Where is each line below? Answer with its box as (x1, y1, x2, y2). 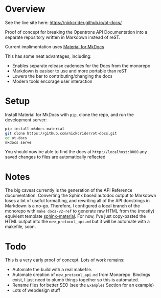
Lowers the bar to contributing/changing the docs (12, 73, 113, 79)
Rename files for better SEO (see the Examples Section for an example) (12, 282, 154, 288)
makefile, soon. (5, 224, 36, 229)
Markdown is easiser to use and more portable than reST (12, 68, 127, 74)
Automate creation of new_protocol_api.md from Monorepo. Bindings (12, 272, 151, 277)
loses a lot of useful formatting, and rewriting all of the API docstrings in (5, 198, 150, 204)
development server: (5, 116, 47, 123)
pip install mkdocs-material (5, 126, 65, 131)
